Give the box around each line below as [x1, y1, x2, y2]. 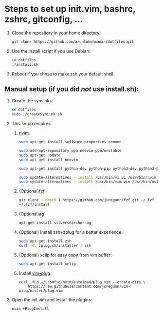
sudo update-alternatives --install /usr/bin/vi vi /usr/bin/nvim [18, 175, 157, 180]
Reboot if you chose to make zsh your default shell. [11, 71, 115, 76]
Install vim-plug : [18, 270, 52, 276]
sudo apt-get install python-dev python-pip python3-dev [18, 166, 137, 171]
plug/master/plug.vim [18, 288, 63, 293]
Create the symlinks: [11, 98, 53, 104]
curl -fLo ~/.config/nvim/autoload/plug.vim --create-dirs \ [18, 279, 145, 284]
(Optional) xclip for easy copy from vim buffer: [18, 252, 112, 258]
